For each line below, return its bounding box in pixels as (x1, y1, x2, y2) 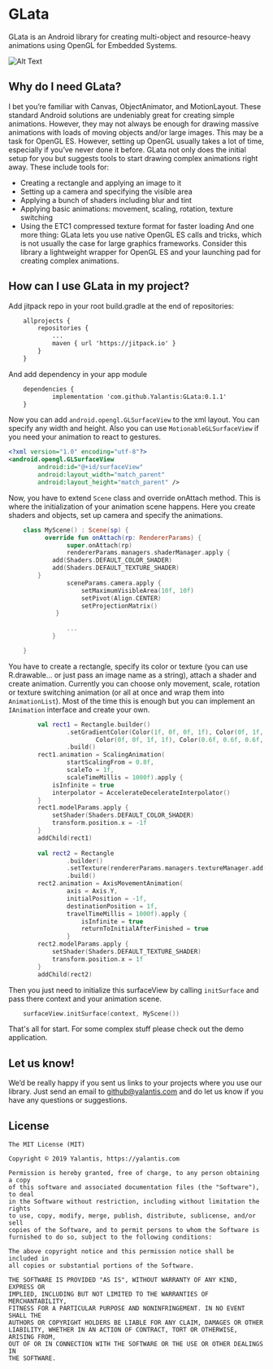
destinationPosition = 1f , (66, 902, 158, 910)
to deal (8, 1191, 35, 1199)
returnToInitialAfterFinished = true (80, 925, 209, 933)
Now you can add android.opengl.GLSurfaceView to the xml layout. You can (8, 415, 260, 424)
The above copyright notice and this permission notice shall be (8, 1248, 234, 1256)
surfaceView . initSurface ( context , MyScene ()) (23, 1009, 180, 1018)
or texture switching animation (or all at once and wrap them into (8, 687, 225, 697)
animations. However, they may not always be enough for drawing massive (8, 119, 259, 129)
